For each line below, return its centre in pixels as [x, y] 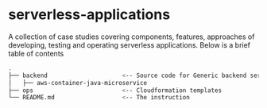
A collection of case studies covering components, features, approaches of [132, 37]
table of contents [36, 53]
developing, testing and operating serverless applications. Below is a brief [130, 44]
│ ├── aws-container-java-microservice [78, 83]
